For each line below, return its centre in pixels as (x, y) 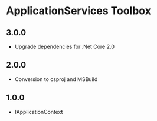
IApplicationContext (39, 112)
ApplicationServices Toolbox (79, 11)
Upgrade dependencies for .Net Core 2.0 (65, 46)
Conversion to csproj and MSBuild (56, 79)
